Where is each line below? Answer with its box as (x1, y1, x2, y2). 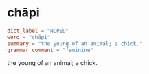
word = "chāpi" (7, 34, 51, 40)
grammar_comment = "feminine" (7, 47, 94, 53)
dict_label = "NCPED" (7, 27, 69, 34)
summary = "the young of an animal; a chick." (7, 40, 143, 47)
